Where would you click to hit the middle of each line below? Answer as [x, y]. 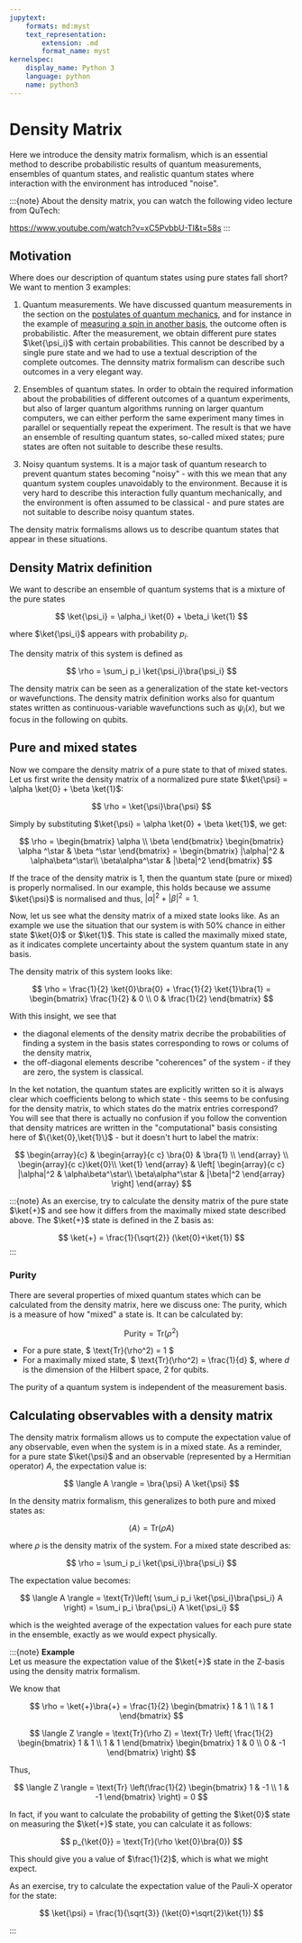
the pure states [37, 599]
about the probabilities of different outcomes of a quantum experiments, [156, 399]
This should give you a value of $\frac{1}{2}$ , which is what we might [139, 1859]
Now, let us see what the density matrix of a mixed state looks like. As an [145, 916]
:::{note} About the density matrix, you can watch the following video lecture [151, 200]
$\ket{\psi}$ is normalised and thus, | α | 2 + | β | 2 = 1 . [104, 898]
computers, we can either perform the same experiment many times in [153, 418]
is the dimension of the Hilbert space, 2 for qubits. [115, 1370]
